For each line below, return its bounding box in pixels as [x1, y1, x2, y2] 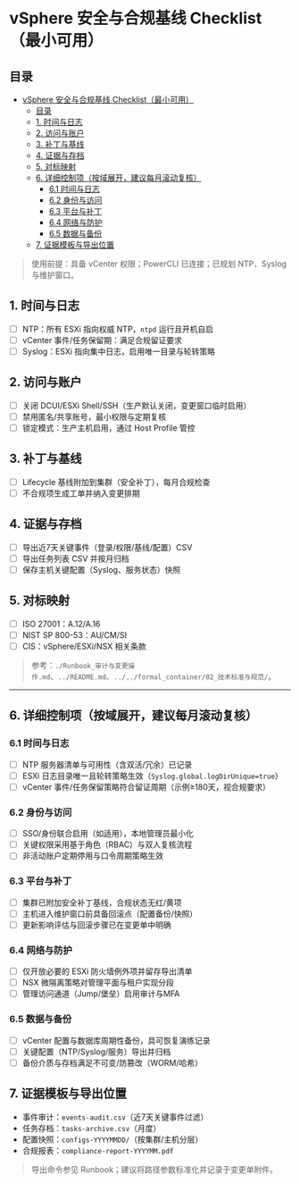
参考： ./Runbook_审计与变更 [30, 659, 129, 670]
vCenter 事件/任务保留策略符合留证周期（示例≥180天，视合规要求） [21, 781, 271, 792]
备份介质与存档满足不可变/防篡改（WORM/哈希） [21, 1057, 204, 1068]
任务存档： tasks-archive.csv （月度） [21, 1122, 162, 1133]
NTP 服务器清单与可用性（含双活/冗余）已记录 [21, 759, 193, 769]
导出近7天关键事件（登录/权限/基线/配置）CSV [21, 541, 193, 552]
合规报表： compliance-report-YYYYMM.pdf [21, 1145, 174, 1155]
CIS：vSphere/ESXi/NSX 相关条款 [21, 641, 146, 651]
